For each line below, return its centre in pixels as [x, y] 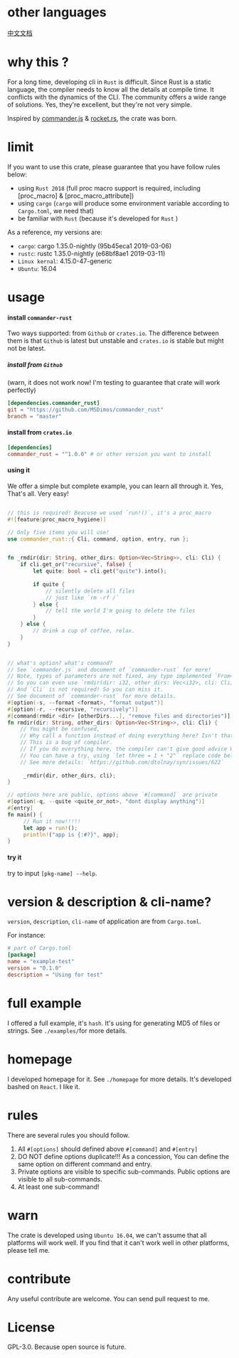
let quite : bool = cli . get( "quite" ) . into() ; [100, 571]
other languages [57, 12]
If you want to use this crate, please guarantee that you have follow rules [114, 166]
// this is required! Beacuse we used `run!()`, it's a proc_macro [110, 513]
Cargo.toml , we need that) [56, 211]
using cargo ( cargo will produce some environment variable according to [123, 203]
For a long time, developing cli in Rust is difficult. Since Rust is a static [110, 82]
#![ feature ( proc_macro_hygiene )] [57, 519]
